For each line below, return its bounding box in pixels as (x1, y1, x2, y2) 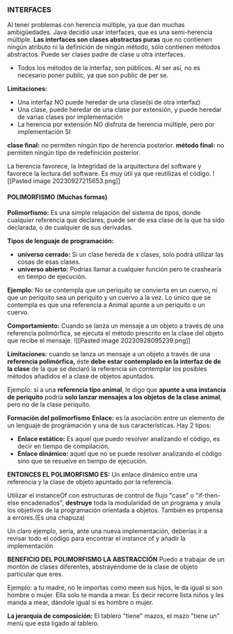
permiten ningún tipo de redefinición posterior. (7, 148, 140, 157)
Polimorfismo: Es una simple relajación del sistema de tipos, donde (7, 208, 201, 216)
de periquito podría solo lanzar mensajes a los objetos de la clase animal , (7, 393, 223, 401)
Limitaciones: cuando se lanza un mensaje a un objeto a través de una (7, 349, 211, 358)
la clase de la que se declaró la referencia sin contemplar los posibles (7, 364, 207, 373)
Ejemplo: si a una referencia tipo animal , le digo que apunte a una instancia (7, 385, 226, 394)
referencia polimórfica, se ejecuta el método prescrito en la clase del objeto (7, 328, 224, 337)
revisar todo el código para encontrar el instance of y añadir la (7, 534, 186, 542)
